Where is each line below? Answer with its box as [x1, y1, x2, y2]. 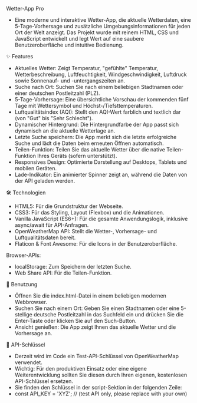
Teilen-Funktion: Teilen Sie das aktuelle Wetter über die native [14, 146, 165, 153]
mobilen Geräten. [14, 165, 57, 171]
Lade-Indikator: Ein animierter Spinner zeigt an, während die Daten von [14, 171, 188, 178]
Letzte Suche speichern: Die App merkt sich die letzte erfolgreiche [14, 134, 177, 140]
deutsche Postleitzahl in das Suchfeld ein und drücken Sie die [33, 311, 184, 318]
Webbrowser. [14, 299, 47, 305]
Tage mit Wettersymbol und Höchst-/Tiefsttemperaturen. [14, 103, 153, 109]
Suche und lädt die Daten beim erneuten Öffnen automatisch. [14, 140, 164, 147]
